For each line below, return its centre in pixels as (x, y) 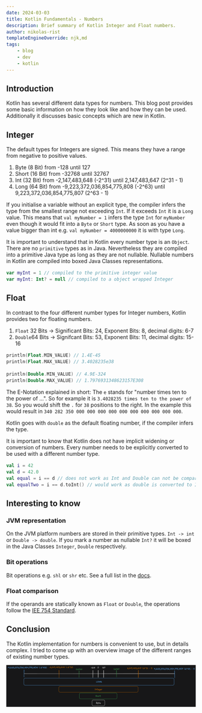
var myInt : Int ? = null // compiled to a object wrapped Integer (90, 279)
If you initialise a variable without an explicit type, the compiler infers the (96, 205)
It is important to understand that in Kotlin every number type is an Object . (98, 242)
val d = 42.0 (23, 472)
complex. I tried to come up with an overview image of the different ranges (99, 650)
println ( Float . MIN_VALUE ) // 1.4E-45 (54, 355)
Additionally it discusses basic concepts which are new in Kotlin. (86, 116)
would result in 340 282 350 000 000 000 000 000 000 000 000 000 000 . (95, 411)
